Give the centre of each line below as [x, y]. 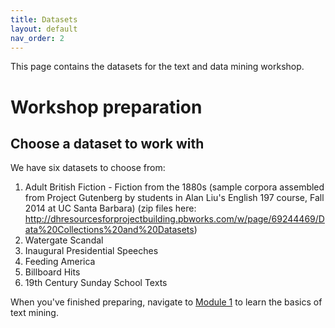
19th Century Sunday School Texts [96, 283]
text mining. [34, 313]
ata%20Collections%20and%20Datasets [109, 230]
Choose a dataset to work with [107, 143]
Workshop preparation [106, 107]
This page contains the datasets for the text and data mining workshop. [157, 67]
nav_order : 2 [37, 38]
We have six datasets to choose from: [88, 168]
